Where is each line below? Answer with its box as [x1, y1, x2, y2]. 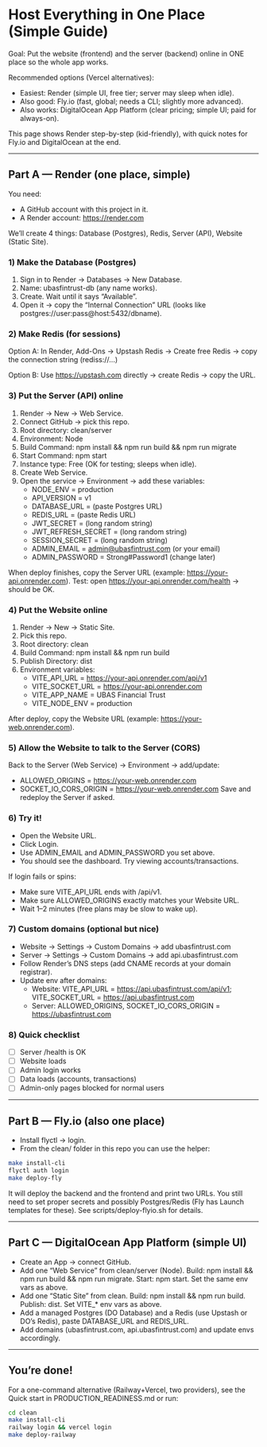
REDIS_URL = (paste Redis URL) [31, 509, 137, 519]
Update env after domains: [19, 975, 107, 985]
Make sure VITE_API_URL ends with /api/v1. [19, 887, 162, 896]
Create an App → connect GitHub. [19, 1257, 132, 1266]
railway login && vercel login [8, 1423, 112, 1432]
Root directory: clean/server [19, 425, 113, 435]
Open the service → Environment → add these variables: [19, 476, 205, 486]
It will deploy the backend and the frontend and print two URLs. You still [8, 1188, 243, 1198]
